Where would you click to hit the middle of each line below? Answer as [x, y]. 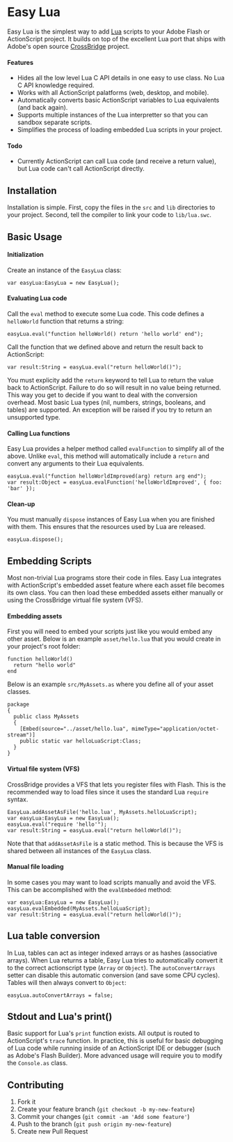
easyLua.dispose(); [35, 540]
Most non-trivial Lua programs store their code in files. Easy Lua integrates [114, 578]
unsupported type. [34, 417]
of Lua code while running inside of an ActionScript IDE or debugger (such [114, 1048]
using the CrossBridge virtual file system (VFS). [75, 600]
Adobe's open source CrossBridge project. [69, 46]
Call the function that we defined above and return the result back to [105, 347]
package [18, 705]
